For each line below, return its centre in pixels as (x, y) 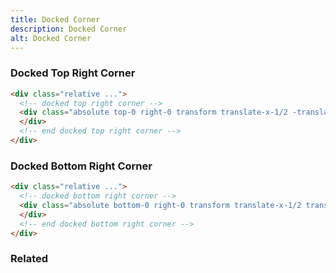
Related (29, 259)
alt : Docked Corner (51, 38)
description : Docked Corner (69, 29)
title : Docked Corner (55, 19)
